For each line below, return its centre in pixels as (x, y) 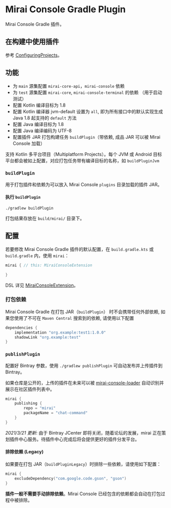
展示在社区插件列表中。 (30, 389)
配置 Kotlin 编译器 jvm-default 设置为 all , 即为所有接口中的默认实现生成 (88, 111)
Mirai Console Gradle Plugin (66, 9)
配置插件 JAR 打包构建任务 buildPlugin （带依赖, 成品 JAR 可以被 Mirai (87, 137)
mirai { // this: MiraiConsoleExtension (49, 265)
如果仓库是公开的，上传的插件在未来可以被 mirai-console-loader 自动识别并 (85, 383)
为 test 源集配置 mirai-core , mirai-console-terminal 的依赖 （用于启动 (87, 92)
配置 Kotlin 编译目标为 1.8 (39, 105)
